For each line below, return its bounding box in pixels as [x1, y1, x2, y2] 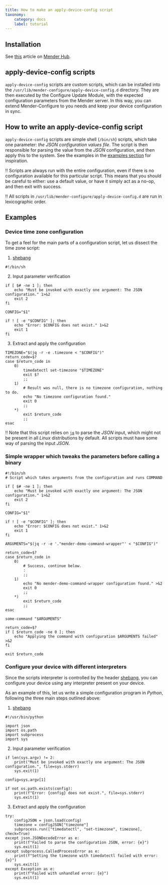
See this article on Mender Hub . [5, 53, 71, 59]
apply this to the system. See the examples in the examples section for [5, 152, 151, 158]
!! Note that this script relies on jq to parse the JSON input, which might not [5, 429, 161, 436]
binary [5, 459, 22, 466]
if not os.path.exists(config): [5, 786, 73, 791]
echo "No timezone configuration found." [23, 394, 111, 400]
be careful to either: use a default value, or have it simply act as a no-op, [5, 178, 155, 184]
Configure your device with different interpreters [5, 663, 127, 670]
